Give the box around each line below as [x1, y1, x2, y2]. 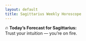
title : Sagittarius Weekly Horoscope [5, 12, 82, 16]
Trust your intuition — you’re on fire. [5, 30, 77, 36]
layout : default [5, 7, 38, 12]
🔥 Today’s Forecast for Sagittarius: [5, 25, 77, 30]
